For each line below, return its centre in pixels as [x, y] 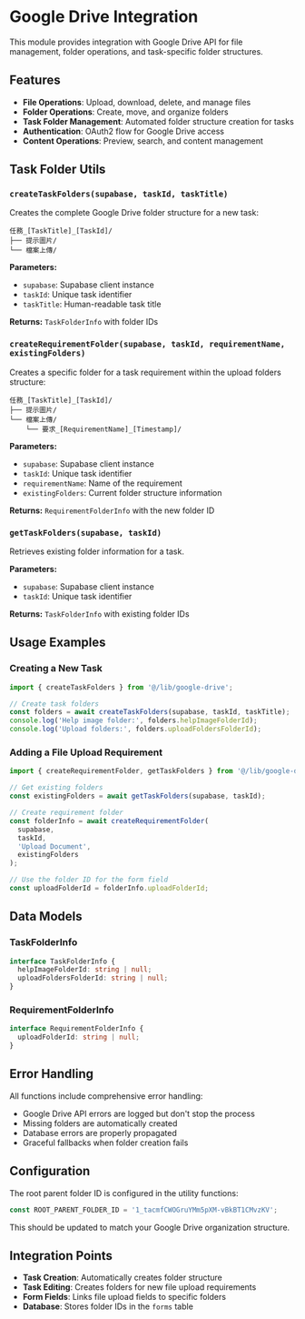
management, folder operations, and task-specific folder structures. [136, 51]
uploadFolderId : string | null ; [79, 1037]
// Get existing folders [56, 788]
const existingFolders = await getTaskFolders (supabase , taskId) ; [138, 796]
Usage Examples [58, 643]
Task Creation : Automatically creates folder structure [122, 1278]
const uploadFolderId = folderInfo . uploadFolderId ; [109, 889]
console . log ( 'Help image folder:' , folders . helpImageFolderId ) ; [133, 720]
